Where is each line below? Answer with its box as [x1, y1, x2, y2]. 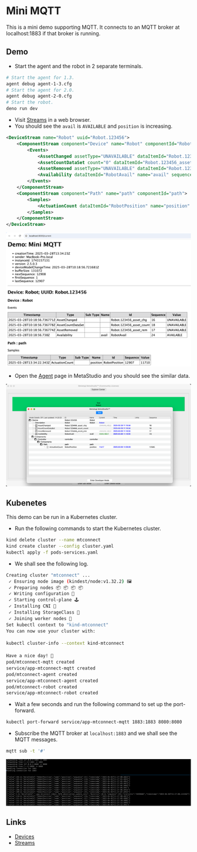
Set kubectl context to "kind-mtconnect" [6, 622, 109, 628]
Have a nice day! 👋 [6, 653, 54, 659]
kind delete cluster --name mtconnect [6, 537, 101, 543]
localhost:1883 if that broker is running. [6, 29, 101, 36]
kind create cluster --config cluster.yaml [6, 543, 114, 550]
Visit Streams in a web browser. [14, 117, 91, 123]
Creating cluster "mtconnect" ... [6, 572, 91, 578]
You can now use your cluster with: [6, 628, 96, 634]
